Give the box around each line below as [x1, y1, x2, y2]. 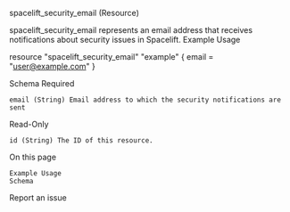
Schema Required [9, 78, 75, 88]
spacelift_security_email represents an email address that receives [9, 25, 253, 35]
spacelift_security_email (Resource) [9, 8, 140, 18]
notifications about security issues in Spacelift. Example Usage [9, 35, 241, 45]
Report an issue [9, 192, 67, 203]
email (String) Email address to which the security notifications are [9, 95, 281, 104]
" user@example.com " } [9, 61, 96, 71]
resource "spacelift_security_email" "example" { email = [9, 52, 214, 61]
